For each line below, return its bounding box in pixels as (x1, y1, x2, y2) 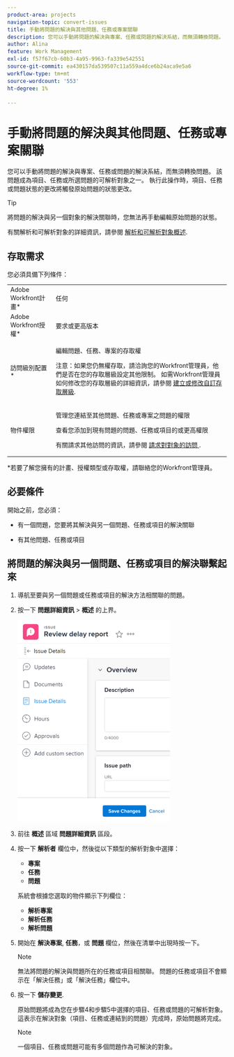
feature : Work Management (7, 48, 82, 55)
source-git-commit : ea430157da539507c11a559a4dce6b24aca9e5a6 (7, 63, 192, 70)
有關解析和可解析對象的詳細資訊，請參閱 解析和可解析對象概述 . (7, 228, 188, 237)
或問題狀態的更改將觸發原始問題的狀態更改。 (7, 185, 136, 193)
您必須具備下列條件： (7, 270, 68, 279)
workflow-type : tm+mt (7, 70, 70, 77)
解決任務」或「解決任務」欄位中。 (36, 975, 134, 984)
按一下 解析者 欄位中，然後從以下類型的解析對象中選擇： (17, 844, 180, 852)
